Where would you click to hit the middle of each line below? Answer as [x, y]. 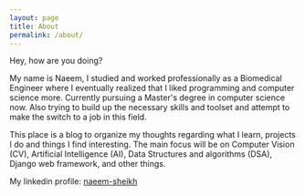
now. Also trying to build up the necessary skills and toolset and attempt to [150, 108]
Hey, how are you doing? [56, 61]
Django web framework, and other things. [88, 164]
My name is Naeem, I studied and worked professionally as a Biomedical [146, 78]
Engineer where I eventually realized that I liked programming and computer [152, 88]
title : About [34, 26]
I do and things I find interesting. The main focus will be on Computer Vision [152, 144]
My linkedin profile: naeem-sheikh [74, 181]
